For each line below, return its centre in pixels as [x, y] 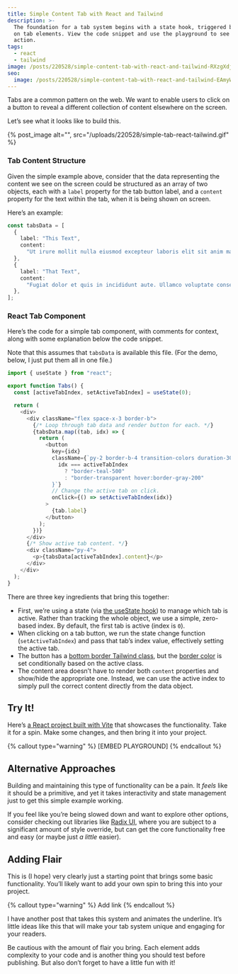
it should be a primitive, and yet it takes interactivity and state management [117, 793]
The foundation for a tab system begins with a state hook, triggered [120, 27]
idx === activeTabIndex [93, 465]
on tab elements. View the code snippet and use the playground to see [122, 34]
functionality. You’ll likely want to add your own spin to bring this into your [115, 884]
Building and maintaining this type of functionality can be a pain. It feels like [118, 786]
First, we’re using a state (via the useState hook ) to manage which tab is [123, 611]
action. [25, 40]
